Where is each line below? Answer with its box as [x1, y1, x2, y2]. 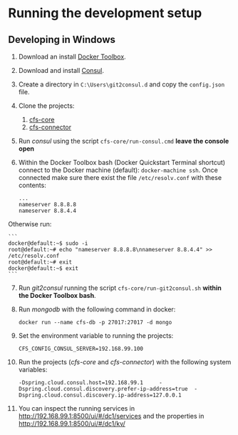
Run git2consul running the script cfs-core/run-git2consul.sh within [18, 284, 222, 292]
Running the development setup [8, 5, 202, 21]
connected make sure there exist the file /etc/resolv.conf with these [18, 174, 222, 181]
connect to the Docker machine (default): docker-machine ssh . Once [18, 166, 218, 174]
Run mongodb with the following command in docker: [18, 305, 176, 314]
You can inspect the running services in [18, 404, 135, 412]
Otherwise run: [8, 220, 52, 228]
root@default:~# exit [8, 259, 73, 266]
